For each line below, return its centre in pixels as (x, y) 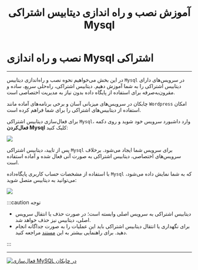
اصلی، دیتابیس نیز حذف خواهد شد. (53, 220)
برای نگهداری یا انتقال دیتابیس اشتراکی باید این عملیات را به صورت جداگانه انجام (103, 226)
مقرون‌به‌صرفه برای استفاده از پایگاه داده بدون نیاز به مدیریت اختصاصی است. (91, 92)
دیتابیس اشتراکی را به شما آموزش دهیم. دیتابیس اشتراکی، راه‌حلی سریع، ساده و (94, 86)
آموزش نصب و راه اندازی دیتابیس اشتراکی (99, 13)
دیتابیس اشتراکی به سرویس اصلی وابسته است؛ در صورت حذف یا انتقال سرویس (103, 214)
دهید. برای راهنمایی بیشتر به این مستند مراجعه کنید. (71, 232)
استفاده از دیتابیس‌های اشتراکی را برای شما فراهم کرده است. (74, 110)
